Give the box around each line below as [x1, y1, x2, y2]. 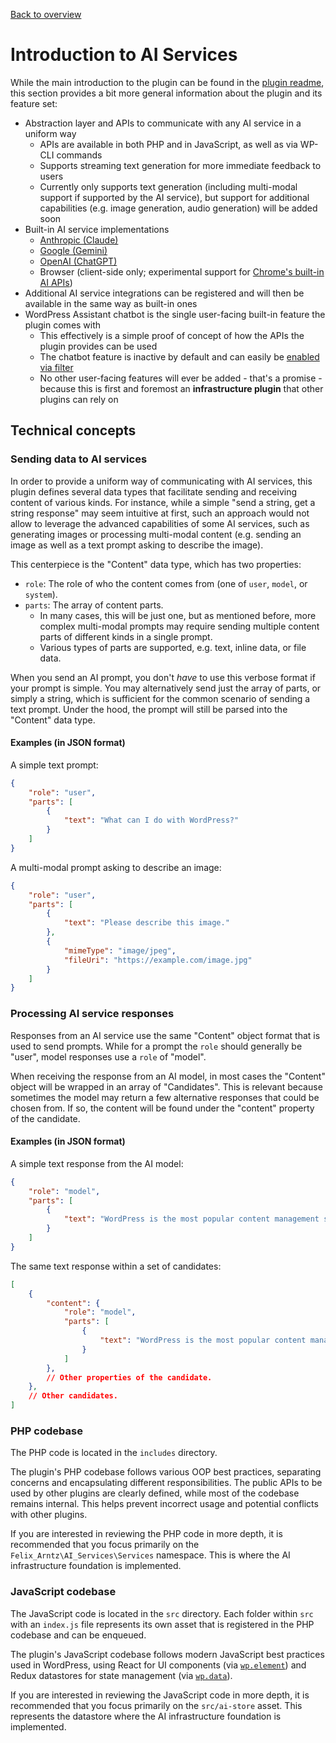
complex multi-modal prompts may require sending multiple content [39, 620, 320, 632]
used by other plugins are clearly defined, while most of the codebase [10, 1487, 300, 1499]
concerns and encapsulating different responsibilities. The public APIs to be [10, 1477, 323, 1489]
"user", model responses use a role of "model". [10, 1050, 207, 1063]
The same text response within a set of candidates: [10, 1260, 222, 1272]
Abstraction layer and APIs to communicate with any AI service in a [24, 117, 302, 129]
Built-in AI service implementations [24, 223, 170, 235]
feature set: [10, 97, 58, 109]
